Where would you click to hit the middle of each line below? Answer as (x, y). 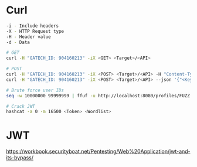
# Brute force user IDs (35, 90)
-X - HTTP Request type (35, 31)
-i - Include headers (33, 26)
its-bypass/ (20, 158)
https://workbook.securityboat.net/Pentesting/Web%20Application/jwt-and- (98, 151)
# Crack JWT (21, 106)
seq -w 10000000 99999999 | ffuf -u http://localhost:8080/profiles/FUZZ (98, 96)
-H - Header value (28, 37)
